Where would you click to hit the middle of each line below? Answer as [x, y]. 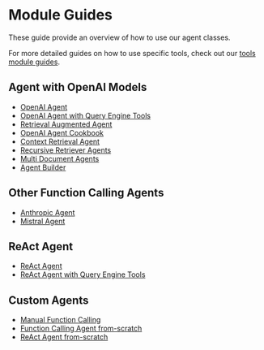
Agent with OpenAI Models [78, 87]
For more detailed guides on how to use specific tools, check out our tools [132, 53]
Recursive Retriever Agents [66, 150]
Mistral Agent [43, 221]
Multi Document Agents [60, 158]
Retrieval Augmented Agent [66, 124]
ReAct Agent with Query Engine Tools [83, 274]
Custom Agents [49, 300]
